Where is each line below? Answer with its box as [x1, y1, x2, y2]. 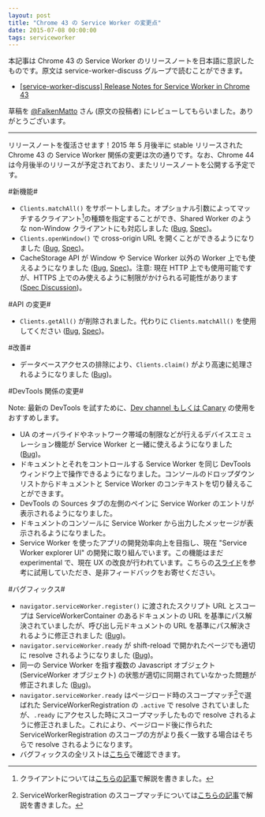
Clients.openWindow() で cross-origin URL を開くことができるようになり [19, 233, 255, 243]
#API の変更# [8, 299, 51, 308]
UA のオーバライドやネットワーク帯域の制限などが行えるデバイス [19, 429, 232, 438]
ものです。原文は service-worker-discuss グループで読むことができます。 [8, 66, 247, 76]
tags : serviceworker [8, 33, 77, 42]
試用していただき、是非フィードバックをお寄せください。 [33, 567, 220, 576]
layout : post [8, 11, 51, 20]
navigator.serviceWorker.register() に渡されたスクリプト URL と [19, 601, 236, 610]
